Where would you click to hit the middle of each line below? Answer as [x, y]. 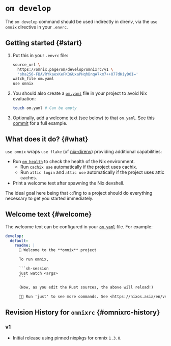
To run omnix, [34, 259]
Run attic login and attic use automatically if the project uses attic [92, 172]
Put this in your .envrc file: [40, 55]
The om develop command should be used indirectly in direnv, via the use [81, 21]
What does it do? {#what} [47, 139]
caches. [28, 177]
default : [19, 241]
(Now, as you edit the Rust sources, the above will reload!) [86, 287]
